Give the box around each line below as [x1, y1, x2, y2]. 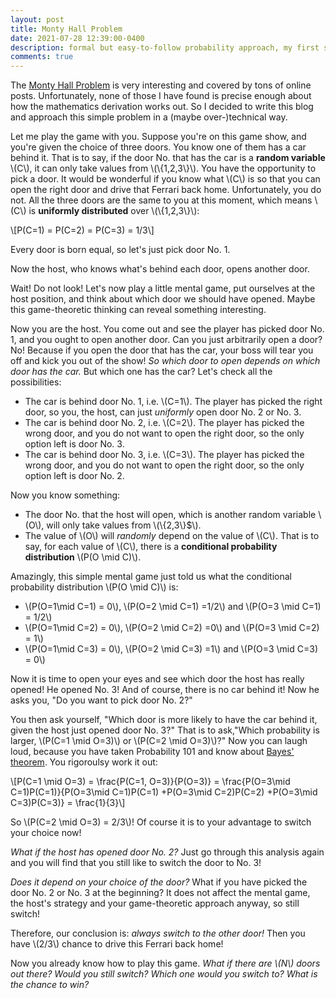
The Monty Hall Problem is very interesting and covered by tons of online [10, 79, 312, 91]
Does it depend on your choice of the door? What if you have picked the [10, 876, 308, 888]
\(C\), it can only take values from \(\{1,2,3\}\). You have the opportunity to [10, 162, 317, 175]
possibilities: [10, 376, 62, 388]
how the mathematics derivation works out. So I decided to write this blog [10, 101, 314, 113]
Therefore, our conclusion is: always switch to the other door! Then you [10, 927, 306, 940]
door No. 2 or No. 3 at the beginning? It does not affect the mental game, [10, 887, 311, 899]
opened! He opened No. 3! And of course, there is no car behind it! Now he [10, 684, 320, 696]
